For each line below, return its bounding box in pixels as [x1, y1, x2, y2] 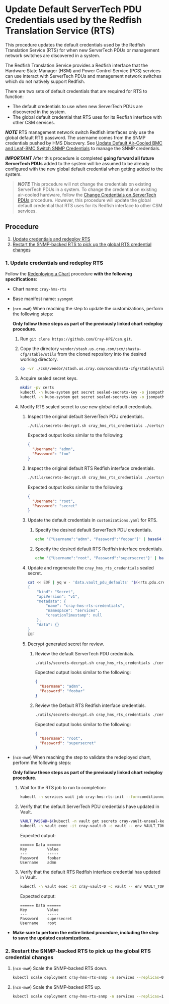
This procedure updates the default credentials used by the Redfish [5, 41, 145, 47]
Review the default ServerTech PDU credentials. [35, 650, 135, 656]
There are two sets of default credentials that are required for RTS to [5, 88, 147, 94]
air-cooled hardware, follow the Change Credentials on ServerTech [17, 192, 156, 198]
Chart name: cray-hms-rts [12, 286, 67, 292]
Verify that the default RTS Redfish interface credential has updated [20, 869, 161, 875]
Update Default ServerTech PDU [5, 4, 142, 15]
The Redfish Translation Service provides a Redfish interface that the [5, 62, 148, 68]
